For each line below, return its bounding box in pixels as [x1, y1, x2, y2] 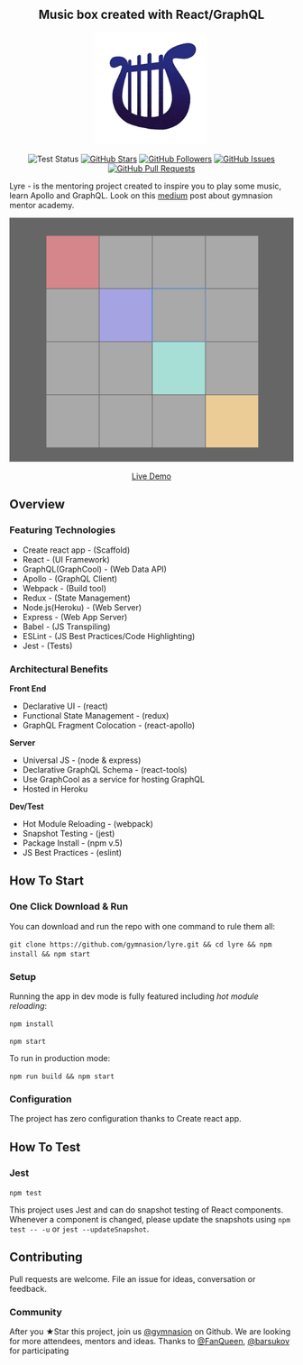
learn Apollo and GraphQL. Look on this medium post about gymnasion [9, 189, 273, 201]
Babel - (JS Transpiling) [22, 621, 111, 632]
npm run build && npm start [9, 1072, 115, 1081]
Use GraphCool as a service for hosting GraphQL [22, 774, 206, 784]
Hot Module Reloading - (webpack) [22, 818, 153, 829]
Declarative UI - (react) [22, 701, 108, 711]
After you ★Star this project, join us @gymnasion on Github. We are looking [9, 1326, 291, 1337]
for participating [9, 1345, 69, 1356]
